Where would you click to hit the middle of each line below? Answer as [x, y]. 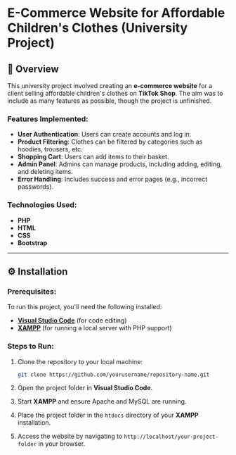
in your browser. [62, 444]
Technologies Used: [42, 205]
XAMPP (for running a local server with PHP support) [94, 328]
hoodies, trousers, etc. [50, 149]
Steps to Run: [31, 347]
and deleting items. [45, 172]
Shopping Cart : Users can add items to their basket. [93, 157]
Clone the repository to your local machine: [80, 361]
